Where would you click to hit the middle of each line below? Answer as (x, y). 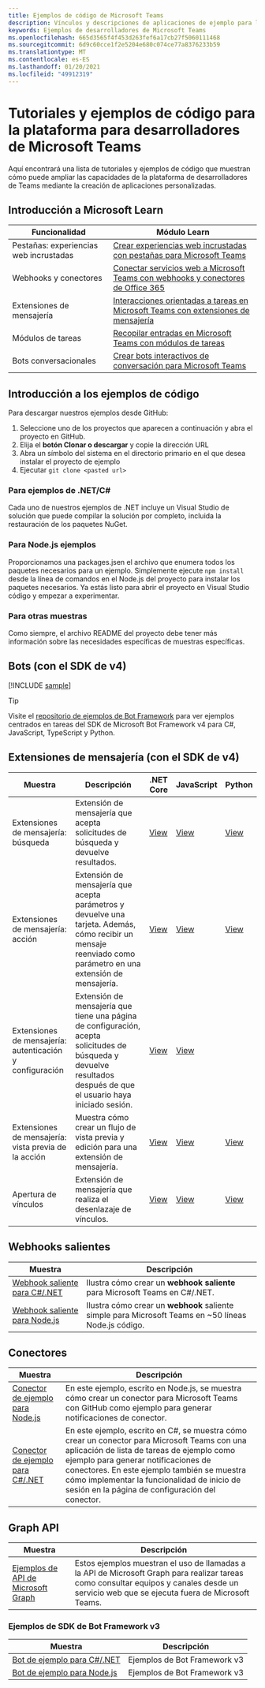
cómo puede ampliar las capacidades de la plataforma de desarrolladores (128, 177)
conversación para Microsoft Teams (180, 366)
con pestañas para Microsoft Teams (180, 256)
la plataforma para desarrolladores (124, 130)
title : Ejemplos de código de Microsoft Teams (86, 15)
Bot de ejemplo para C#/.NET (66, 1660)
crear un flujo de (105, 1127)
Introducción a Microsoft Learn (86, 210)
